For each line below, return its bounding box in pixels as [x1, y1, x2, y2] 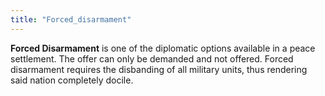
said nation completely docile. [10, 74, 134, 86]
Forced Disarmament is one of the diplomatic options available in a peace [10, 42, 316, 54]
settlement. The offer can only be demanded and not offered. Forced [10, 52, 294, 65]
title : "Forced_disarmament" [10, 14, 132, 25]
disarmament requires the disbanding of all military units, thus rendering [10, 63, 308, 75]
